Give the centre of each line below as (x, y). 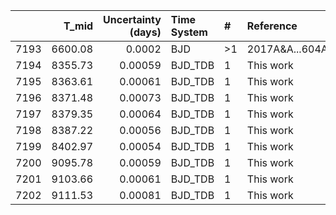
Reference (272, 26)
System (189, 32)
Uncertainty (132, 19)
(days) (145, 32)
